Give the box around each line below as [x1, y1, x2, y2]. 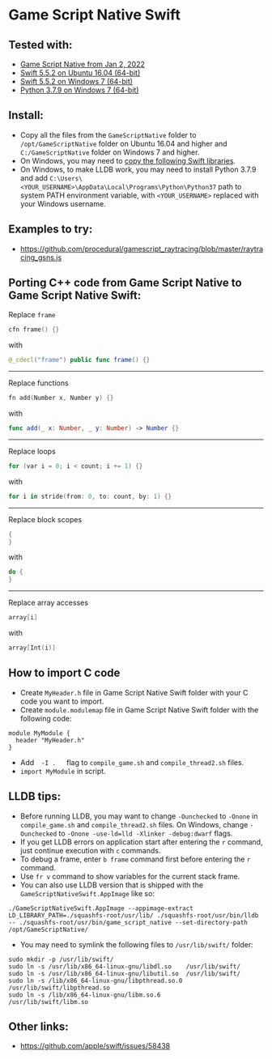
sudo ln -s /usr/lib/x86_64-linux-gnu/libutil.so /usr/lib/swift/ [8, 969, 241, 977]
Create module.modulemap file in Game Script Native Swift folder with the [19, 704, 259, 714]
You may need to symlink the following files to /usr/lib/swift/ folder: [19, 939, 253, 949]
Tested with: [8, 38, 73, 52]
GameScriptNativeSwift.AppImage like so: [19, 888, 155, 898]
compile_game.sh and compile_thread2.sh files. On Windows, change [19, 819, 249, 829]
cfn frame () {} [8, 325, 60, 334]
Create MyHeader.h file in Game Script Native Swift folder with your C [19, 687, 249, 697]
